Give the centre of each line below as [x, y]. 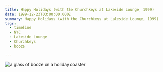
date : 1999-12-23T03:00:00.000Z [38, 14]
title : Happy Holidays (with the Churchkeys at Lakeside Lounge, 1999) [80, 10]
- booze [17, 46]
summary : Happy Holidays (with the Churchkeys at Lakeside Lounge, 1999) [82, 19]
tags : [11, 23]
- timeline [21, 28]
